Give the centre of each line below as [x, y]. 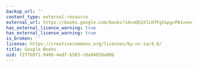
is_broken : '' [24, 38]
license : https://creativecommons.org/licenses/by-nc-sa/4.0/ [84, 44]
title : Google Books [32, 50]
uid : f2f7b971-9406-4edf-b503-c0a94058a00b [60, 55]
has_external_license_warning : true [51, 33]
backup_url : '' [25, 11]
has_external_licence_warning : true [51, 28]
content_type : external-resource [47, 17]
